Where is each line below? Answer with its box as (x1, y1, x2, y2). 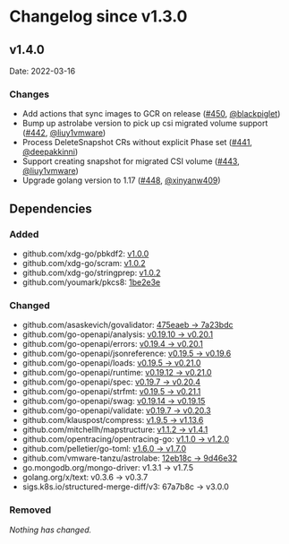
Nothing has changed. (9, 524, 92, 535)
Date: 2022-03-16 (9, 65, 76, 76)
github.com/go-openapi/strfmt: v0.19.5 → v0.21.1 (21, 386, 201, 397)
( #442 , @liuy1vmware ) (21, 127, 106, 138)
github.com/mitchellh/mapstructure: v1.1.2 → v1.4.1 (21, 424, 208, 436)
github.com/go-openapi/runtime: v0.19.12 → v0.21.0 (21, 367, 212, 378)
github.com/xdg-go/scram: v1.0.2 (21, 257, 146, 268)
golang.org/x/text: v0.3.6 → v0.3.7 (21, 472, 149, 483)
